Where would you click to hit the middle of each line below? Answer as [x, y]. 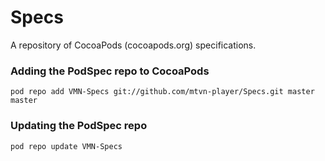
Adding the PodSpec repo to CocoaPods [110, 71]
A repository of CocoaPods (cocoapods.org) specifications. [133, 45]
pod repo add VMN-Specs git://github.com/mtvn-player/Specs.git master [162, 92]
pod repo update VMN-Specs [66, 146]
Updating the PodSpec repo [79, 126]
